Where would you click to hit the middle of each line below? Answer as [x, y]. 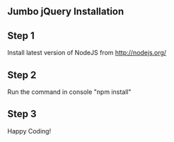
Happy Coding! [29, 131]
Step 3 [22, 114]
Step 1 [21, 36]
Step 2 [22, 75]
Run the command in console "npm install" [69, 92]
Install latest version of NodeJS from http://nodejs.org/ [87, 53]
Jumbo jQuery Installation [66, 12]
